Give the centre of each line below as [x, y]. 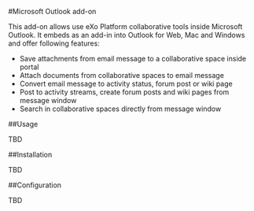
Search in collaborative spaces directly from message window [120, 109]
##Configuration [35, 185]
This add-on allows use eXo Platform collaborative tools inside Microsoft [125, 26]
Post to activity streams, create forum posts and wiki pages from [124, 92]
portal [29, 67]
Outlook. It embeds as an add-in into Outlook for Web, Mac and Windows [127, 35]
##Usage [23, 124]
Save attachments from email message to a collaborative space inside [133, 59]
